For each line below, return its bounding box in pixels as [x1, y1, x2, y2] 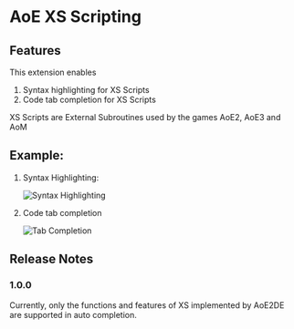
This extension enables [9, 67, 97, 77]
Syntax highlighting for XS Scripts [22, 85, 150, 95]
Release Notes [9, 252, 94, 267]
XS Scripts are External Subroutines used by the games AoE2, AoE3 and [9, 112, 281, 122]
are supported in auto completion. [9, 309, 137, 320]
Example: [9, 148, 64, 163]
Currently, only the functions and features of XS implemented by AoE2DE [9, 299, 285, 311]
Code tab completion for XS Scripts [22, 94, 157, 105]
